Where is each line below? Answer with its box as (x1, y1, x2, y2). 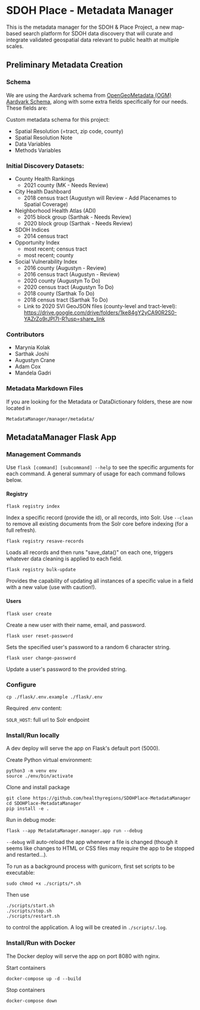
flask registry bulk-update (6, 567, 76, 573)
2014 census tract (23, 232, 69, 240)
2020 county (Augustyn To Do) (23, 277, 100, 284)
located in (6, 404, 31, 411)
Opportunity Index (14, 239, 60, 246)
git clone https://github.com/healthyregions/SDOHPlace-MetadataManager (6, 795, 191, 801)
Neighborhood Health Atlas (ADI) (14, 207, 97, 214)
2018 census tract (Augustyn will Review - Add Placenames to (23, 194, 177, 201)
